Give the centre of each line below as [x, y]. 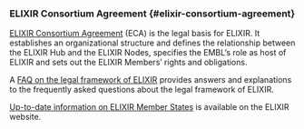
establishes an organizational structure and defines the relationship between [152, 43]
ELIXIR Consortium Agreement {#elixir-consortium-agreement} [152, 14]
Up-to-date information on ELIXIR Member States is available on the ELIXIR [149, 107]
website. [25, 117]
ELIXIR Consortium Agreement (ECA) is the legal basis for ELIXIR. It [135, 34]
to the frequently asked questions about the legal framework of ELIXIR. [142, 90]
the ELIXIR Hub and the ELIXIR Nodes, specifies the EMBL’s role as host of [148, 53]
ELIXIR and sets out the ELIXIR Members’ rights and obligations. [128, 63]
